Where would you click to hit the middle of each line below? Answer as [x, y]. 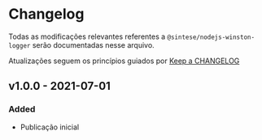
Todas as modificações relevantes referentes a [87, 36]
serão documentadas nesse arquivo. [93, 45]
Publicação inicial [50, 127]
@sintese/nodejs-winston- [211, 37]
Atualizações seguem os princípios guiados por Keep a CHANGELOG [124, 61]
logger [20, 45]
